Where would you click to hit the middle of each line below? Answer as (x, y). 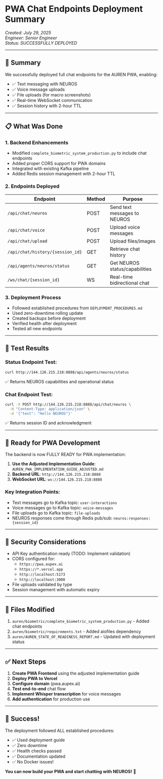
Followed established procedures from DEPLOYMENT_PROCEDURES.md (77, 308)
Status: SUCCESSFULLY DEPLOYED (41, 43)
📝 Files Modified (30, 609)
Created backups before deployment (49, 318)
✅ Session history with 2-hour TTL (47, 106)
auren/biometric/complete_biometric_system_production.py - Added (81, 621)
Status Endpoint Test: (31, 362)
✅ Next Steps (25, 661)
